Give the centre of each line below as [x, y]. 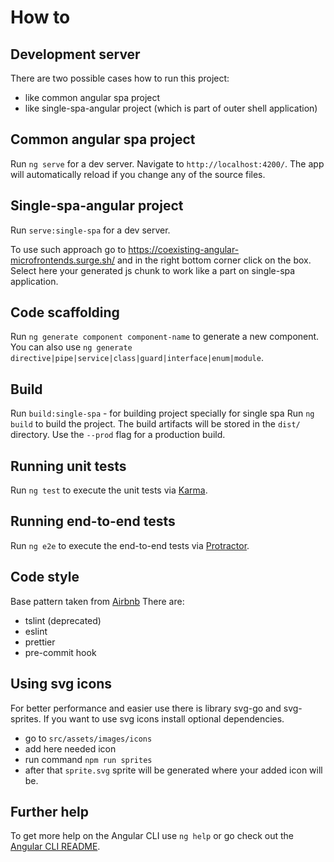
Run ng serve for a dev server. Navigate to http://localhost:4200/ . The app [167, 163]
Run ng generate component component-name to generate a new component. [165, 337]
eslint [36, 631]
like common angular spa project [92, 97]
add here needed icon [70, 748]
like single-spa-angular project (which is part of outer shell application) [171, 108]
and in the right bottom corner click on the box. [214, 260]
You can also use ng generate [71, 347]
